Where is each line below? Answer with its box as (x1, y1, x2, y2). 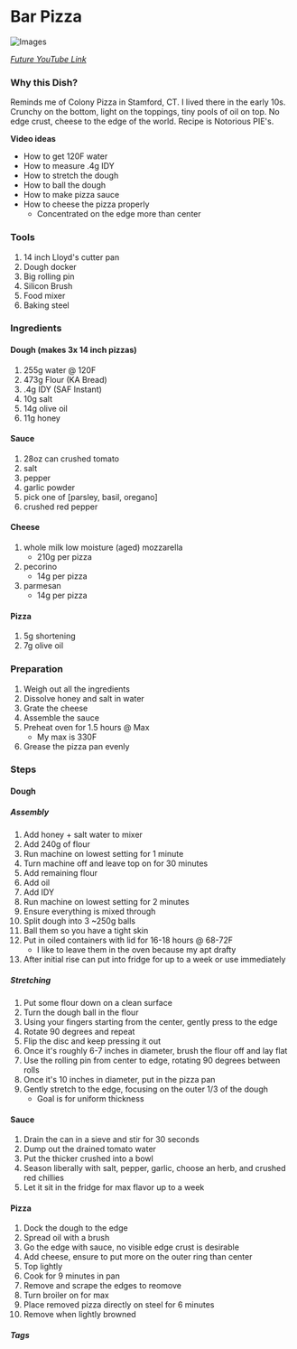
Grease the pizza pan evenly (23, 740, 130, 751)
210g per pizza (36, 552, 93, 563)
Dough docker (23, 261, 78, 272)
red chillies (23, 1172, 64, 1184)
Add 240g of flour (23, 839, 91, 850)
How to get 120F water (23, 151, 108, 162)
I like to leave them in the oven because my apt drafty (36, 944, 237, 955)
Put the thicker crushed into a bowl (23, 1153, 154, 1164)
